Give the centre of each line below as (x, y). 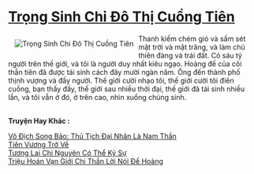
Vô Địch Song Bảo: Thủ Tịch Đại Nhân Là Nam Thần (93, 136)
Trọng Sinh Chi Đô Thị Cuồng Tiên (121, 17)
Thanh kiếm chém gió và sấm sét (192, 39)
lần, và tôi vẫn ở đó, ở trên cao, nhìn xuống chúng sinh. (97, 97)
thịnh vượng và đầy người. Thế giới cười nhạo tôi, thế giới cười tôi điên (121, 80)
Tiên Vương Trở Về (39, 144)
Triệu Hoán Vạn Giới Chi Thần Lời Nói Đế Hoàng (86, 161)
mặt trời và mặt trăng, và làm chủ (192, 46)
